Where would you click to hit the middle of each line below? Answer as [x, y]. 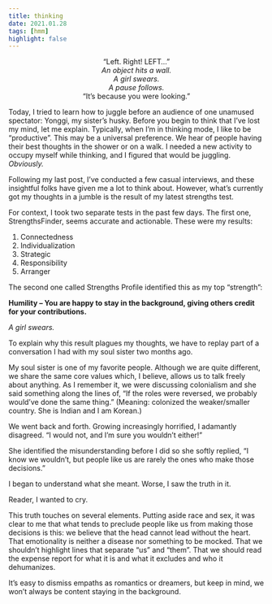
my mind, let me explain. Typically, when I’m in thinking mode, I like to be [130, 129]
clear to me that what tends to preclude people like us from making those [131, 524]
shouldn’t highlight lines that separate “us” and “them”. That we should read [135, 550]
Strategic [35, 254]
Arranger [35, 272]
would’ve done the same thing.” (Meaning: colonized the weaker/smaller [129, 402]
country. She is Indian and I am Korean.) [75, 411]
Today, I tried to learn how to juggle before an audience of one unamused [131, 112]
